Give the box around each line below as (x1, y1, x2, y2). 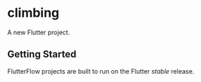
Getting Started (7, 48, 77, 60)
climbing (7, 5, 60, 21)
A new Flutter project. (7, 28, 71, 36)
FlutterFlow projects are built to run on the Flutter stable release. (7, 67, 195, 75)
